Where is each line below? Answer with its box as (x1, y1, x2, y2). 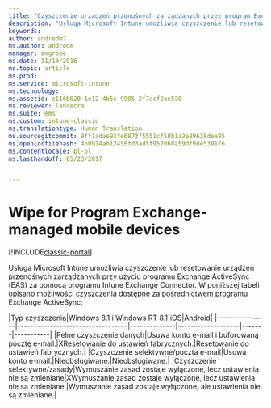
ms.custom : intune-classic (8, 117, 99, 125)
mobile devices (76, 221, 181, 239)
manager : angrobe (8, 49, 67, 57)
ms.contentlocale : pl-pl (8, 147, 92, 155)
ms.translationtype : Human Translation (8, 124, 143, 132)
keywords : (8, 27, 42, 35)
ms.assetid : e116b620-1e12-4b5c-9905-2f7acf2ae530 (8, 95, 182, 103)
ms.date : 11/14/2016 (8, 57, 78, 65)
